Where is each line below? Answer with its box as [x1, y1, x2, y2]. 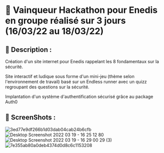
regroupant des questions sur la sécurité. [5, 84, 89, 90]
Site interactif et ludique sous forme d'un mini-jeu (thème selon [5, 74, 135, 79]
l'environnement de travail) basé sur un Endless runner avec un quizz [5, 79, 147, 84]
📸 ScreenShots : [5, 113, 56, 122]
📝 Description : [5, 45, 52, 54]
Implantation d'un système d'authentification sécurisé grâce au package [5, 94, 154, 99]
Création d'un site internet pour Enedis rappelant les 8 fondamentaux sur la [5, 59, 159, 64]
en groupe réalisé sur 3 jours [5, 15, 126, 26]
